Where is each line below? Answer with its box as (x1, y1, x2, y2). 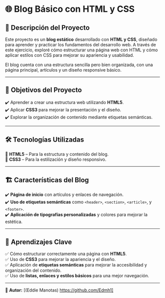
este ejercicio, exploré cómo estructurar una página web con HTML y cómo (5, 47, 158, 53)
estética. (5, 219, 23, 225)
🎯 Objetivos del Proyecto (5, 86, 82, 94)
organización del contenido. (5, 267, 62, 273)
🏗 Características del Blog (5, 176, 89, 185)
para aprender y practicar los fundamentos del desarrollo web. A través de (5, 42, 156, 47)
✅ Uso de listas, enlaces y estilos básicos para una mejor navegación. (5, 273, 149, 279)
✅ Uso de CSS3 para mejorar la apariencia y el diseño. (5, 257, 116, 262)
